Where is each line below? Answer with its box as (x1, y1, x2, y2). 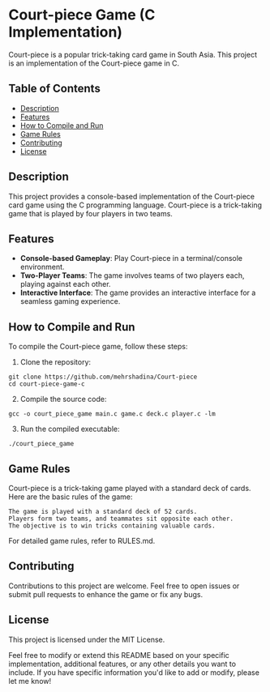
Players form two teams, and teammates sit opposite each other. (8, 515, 234, 523)
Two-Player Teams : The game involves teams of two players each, (19, 271, 245, 280)
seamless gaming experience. (19, 297, 121, 306)
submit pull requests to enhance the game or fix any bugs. (8, 589, 204, 599)
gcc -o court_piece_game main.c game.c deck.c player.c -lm (8, 410, 216, 418)
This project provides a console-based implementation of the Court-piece (8, 191, 255, 201)
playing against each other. (19, 280, 111, 289)
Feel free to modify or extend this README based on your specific (8, 650, 229, 660)
